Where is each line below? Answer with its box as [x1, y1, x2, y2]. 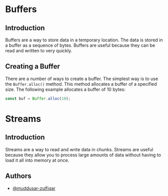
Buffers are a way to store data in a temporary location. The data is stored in [5, 37, 163, 43]
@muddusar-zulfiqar [12, 185, 56, 191]
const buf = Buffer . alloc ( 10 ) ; [5, 96, 71, 101]
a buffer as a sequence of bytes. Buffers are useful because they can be [5, 42, 155, 48]
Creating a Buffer [5, 62, 60, 71]
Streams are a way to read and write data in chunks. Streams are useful [5, 146, 153, 152]
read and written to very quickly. [5, 48, 72, 53]
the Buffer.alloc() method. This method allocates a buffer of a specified [5, 81, 157, 87]
